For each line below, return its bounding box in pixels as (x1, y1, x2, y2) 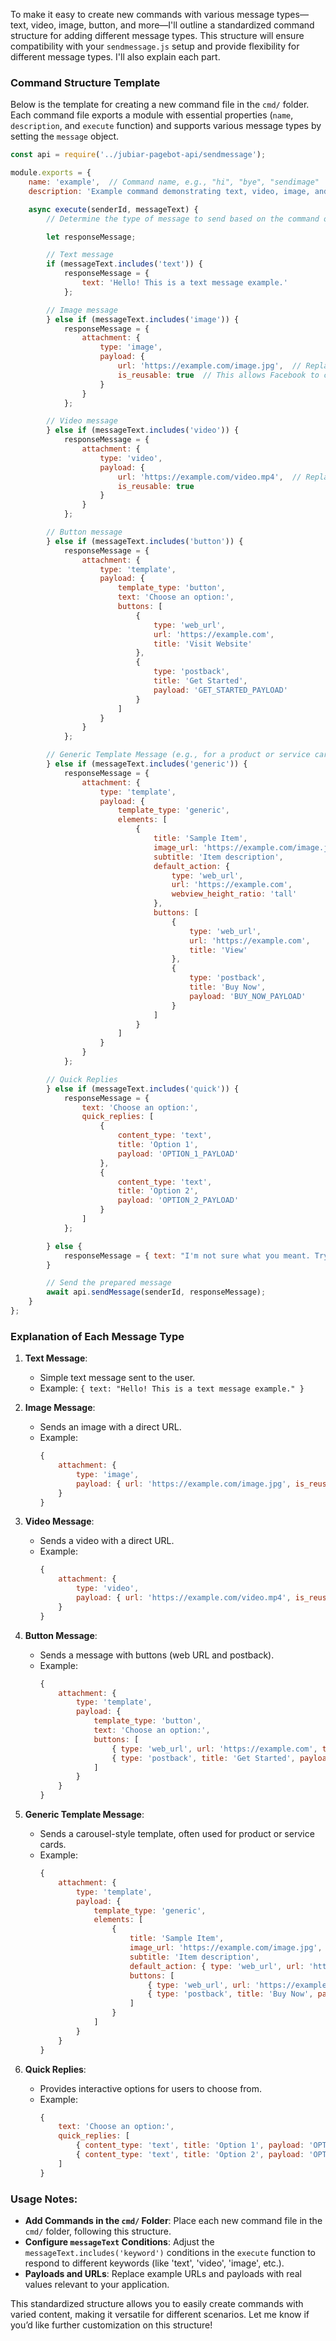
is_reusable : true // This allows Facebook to (117, 370, 320, 380)
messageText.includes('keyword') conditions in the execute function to (24, 2247, 317, 2259)
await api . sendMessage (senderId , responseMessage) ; (46, 1287, 267, 1298)
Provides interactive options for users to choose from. (39, 2082, 263, 2094)
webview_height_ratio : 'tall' (171, 889, 298, 899)
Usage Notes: (10, 2192, 78, 2206)
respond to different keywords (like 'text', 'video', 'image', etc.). (24, 2257, 285, 2269)
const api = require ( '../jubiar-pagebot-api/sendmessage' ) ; (10, 150, 267, 160)
